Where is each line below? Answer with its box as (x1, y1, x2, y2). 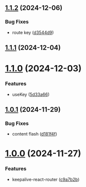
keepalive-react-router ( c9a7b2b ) (12, 176, 80, 182)
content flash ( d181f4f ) (12, 131, 57, 137)
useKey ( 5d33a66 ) (12, 91, 50, 97)
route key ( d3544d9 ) (12, 29, 54, 35)
